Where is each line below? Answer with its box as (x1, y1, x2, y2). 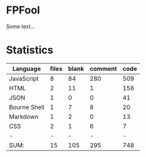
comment (90, 64, 117, 73)
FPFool (6, 4, 40, 17)
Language (12, 64, 41, 73)
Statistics (6, 43, 54, 57)
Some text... (6, 23, 35, 30)
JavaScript (9, 74, 39, 83)
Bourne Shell (9, 103, 45, 111)
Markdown (9, 112, 39, 121)
